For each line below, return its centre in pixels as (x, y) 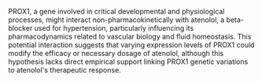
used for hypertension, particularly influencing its (114, 28)
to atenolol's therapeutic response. (65, 70)
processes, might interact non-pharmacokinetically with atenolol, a (116, 20)
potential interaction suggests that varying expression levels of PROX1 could (131, 45)
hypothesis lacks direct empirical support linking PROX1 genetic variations (128, 61)
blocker (20, 28)
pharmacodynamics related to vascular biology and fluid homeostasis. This (130, 36)
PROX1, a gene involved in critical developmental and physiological (116, 11)
